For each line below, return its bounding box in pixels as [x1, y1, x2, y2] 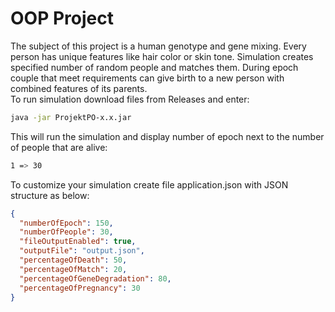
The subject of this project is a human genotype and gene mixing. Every [10, 40, 307, 52]
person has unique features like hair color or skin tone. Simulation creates [10, 50, 314, 62]
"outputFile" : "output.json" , [19, 246, 145, 256]
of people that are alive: [10, 141, 108, 153]
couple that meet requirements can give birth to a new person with [10, 72, 285, 84]
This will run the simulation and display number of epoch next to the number [10, 130, 325, 142]
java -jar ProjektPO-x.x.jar [10, 112, 132, 122]
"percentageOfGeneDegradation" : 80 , [19, 273, 172, 284]
